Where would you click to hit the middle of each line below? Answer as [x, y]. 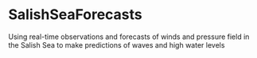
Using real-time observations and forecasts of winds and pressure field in [129, 37]
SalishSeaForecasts [76, 15]
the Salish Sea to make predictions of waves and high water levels [117, 44]
